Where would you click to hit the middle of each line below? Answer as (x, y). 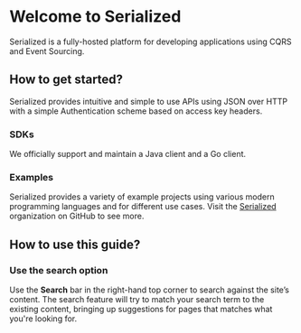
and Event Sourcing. (47, 51)
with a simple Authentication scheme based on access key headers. (136, 111)
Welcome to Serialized (95, 17)
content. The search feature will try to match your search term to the (137, 300)
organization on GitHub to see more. (77, 216)
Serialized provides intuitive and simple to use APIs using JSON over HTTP (148, 101)
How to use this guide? (75, 244)
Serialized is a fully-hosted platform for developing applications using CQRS (150, 42)
